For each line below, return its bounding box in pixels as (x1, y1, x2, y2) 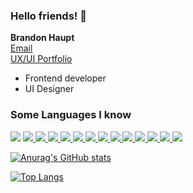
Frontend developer (24, 72, 107, 84)
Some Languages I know (10, 108, 132, 122)
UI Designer (24, 83, 75, 95)
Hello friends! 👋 (10, 9, 87, 23)
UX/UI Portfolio (10, 53, 73, 65)
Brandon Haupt (10, 32, 75, 44)
